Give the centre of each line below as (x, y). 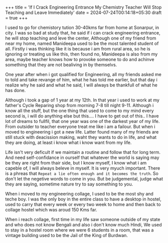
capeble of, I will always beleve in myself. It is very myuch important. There (83, 168)
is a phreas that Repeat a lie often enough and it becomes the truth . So (82, 173)
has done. (16, 90)
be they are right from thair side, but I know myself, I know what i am (76, 163)
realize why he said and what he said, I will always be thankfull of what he (81, 85)
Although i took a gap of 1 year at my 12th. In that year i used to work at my (82, 100)
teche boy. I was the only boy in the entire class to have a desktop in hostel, (83, 199)
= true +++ (17, 18)
